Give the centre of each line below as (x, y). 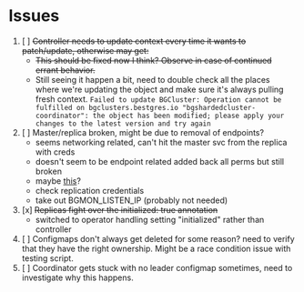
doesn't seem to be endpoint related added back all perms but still (159, 161)
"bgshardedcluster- (219, 107)
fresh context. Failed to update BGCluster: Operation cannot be (158, 99)
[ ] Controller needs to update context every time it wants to (134, 41)
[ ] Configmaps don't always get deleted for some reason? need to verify (158, 238)
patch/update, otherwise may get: (85, 50)
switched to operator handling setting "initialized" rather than (150, 219)
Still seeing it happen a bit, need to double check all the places (152, 79)
